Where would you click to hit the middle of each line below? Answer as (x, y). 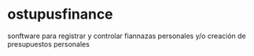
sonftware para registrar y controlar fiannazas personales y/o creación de (127, 36)
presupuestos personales (48, 44)
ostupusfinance (60, 14)
